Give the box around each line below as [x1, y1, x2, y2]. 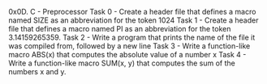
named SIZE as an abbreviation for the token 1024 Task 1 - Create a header [8, 15, 259, 25]
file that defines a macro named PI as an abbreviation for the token [8, 24, 231, 33]
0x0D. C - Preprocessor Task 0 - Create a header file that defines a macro [8, 7, 256, 16]
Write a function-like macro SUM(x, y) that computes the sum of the [8, 58, 235, 68]
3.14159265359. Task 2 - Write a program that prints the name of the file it [8, 32, 256, 42]
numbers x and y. [8, 67, 67, 76]
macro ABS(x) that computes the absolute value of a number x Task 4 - [8, 50, 247, 59]
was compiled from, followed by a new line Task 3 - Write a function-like [8, 41, 251, 51]
